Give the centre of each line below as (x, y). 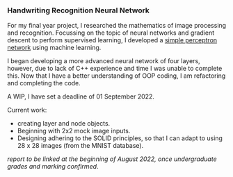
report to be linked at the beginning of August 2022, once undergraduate (112, 159)
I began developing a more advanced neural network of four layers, (104, 61)
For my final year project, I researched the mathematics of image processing (117, 26)
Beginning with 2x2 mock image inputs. (74, 131)
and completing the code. (44, 83)
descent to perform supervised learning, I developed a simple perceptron (112, 40)
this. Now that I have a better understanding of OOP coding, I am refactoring (116, 76)
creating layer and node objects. (64, 124)
